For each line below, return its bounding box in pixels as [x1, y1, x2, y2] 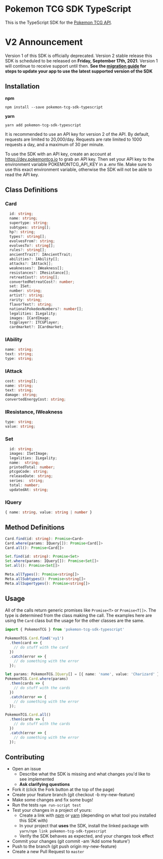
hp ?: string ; [9, 229, 36, 234]
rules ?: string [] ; [9, 247, 47, 253]
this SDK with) [19, 818, 48, 823]
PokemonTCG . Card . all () [5, 712, 51, 717]
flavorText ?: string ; [9, 302, 53, 307]
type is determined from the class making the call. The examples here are [5, 613, 152, 618]
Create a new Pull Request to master [12, 849, 84, 855]
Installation [5, 82, 40, 91]
